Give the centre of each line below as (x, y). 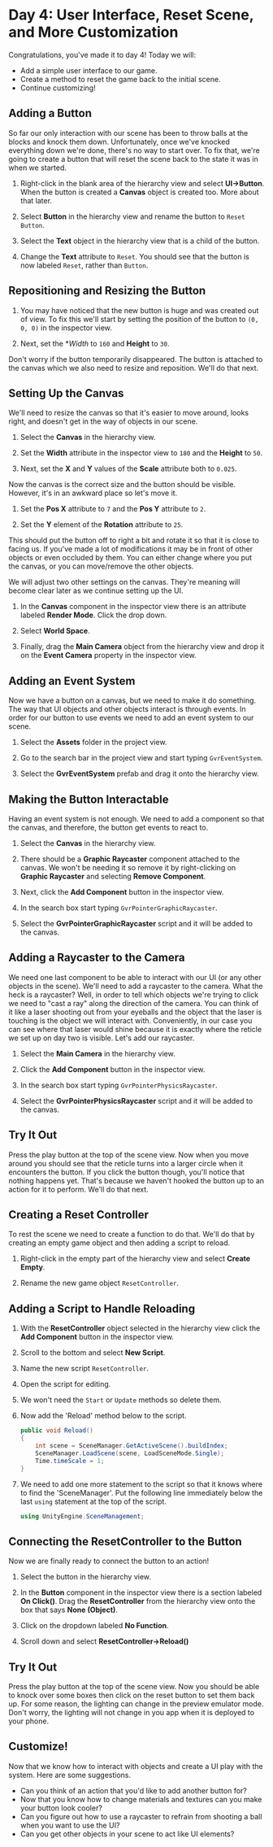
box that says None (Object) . (69, 1610)
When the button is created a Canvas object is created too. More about (139, 192)
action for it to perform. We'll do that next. (78, 1189)
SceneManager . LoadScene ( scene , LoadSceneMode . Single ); (130, 1453)
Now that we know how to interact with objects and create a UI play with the (136, 1766)
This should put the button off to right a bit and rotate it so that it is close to (134, 540)
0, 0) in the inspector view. (66, 328)
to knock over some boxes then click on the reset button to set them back (132, 1695)
